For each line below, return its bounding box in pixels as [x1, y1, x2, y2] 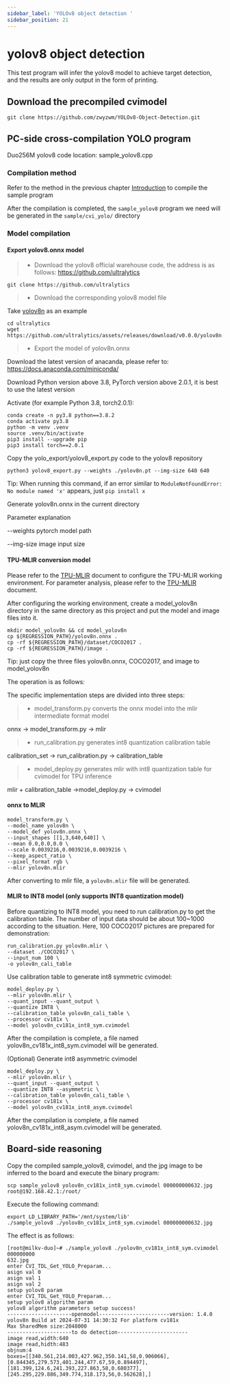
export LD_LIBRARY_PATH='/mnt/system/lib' [7, 1213, 130, 1220]
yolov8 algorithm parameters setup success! [7, 1304, 136, 1312]
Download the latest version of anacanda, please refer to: [7, 358, 169, 366]
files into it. [7, 613, 38, 622]
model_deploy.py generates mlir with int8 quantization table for [34, 764, 212, 773]
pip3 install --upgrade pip [7, 436, 88, 443]
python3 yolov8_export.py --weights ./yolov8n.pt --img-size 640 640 [7, 468, 210, 475]
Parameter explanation [7, 513, 71, 522]
